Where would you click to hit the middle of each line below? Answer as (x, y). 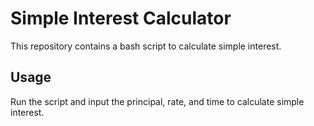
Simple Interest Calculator (121, 18)
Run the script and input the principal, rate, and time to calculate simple (157, 101)
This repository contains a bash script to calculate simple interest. (146, 46)
